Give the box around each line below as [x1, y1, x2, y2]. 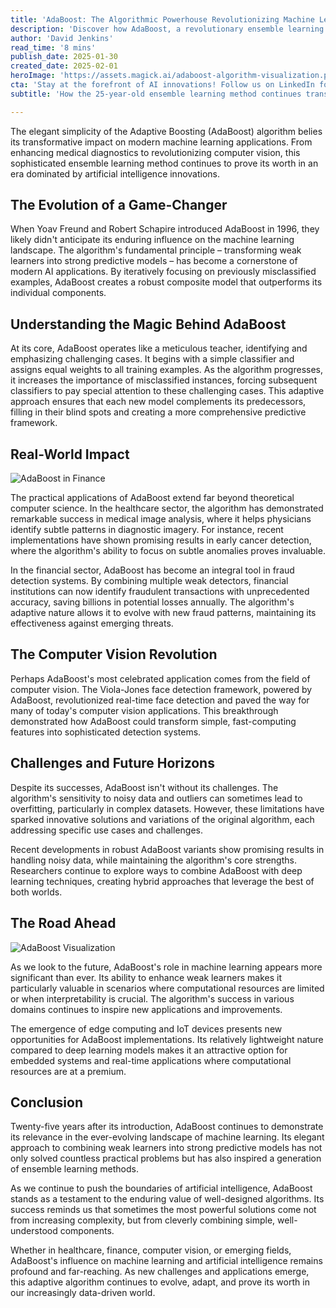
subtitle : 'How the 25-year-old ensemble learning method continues [10, 89, 302, 99]
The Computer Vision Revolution [10, 646, 218, 663]
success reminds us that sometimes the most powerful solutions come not [10, 1204, 317, 1216]
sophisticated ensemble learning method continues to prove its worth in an [10, 157, 319, 169]
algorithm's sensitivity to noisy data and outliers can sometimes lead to [10, 792, 303, 804]
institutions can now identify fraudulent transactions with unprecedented [10, 586, 310, 598]
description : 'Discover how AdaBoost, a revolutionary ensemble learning [10, 24, 325, 34]
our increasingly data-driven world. [10, 1287, 156, 1299]
